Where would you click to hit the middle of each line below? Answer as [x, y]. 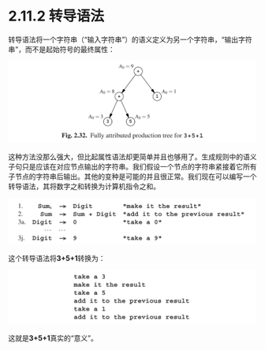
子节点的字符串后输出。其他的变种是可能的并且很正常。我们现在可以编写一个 [132, 177]
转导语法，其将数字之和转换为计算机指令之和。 [84, 187]
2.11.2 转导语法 [56, 16]
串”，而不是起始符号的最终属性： [62, 49]
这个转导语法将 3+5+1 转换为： [57, 258]
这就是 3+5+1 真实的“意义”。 [53, 338]
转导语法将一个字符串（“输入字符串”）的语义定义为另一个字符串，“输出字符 [130, 39]
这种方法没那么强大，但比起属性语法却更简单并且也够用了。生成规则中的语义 [132, 157]
